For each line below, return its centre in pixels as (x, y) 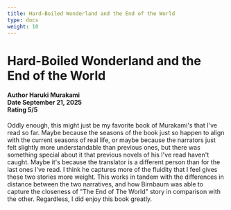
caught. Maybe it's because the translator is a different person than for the (114, 162)
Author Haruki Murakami (44, 95)
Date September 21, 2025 (44, 103)
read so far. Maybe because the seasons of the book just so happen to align (116, 132)
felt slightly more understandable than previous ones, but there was (104, 147)
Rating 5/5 (23, 110)
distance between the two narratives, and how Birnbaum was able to (105, 184)
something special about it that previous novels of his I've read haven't (108, 155)
